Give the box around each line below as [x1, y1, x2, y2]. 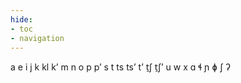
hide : [10, 14, 33, 25]
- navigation [10, 33, 65, 43]
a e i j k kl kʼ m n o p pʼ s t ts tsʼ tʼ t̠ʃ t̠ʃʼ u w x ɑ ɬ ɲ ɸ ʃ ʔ [10, 61, 231, 73]
